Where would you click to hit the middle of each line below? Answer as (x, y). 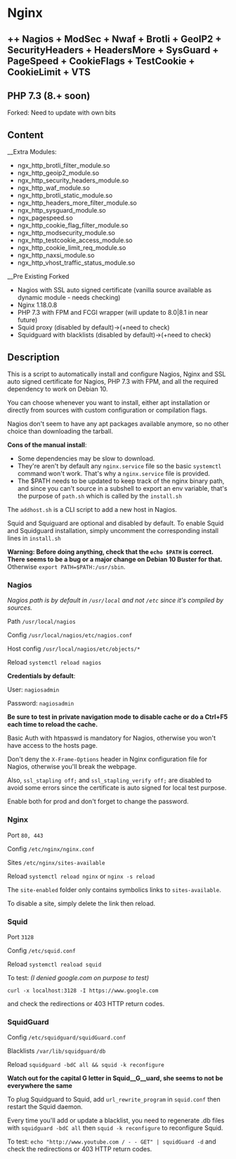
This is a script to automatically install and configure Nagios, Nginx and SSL (117, 374)
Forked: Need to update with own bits (61, 113)
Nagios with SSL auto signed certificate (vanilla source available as (114, 290)
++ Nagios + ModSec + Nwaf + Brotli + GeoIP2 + (114, 39)
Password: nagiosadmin (41, 703)
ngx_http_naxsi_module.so (56, 256)
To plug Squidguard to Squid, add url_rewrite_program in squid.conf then (114, 1099)
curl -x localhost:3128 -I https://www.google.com (83, 991)
